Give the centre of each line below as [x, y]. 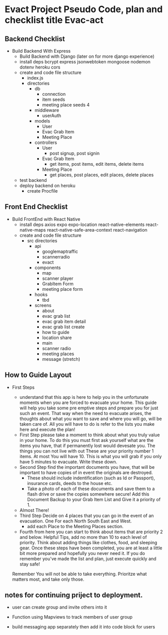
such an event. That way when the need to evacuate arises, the [86, 413]
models [42, 121]
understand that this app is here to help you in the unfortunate [84, 397]
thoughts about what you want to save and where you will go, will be [91, 419]
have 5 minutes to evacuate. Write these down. [68, 462]
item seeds [53, 99]
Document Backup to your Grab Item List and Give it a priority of [94, 499]
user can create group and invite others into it [59, 607]
